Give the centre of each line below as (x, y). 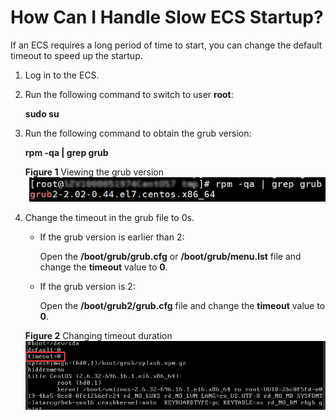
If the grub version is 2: (87, 287)
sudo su (42, 113)
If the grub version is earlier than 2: (112, 237)
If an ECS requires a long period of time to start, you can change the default (166, 45)
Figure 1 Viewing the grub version (94, 172)
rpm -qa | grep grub (66, 152)
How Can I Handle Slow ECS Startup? (167, 17)
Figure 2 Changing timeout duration (98, 336)
